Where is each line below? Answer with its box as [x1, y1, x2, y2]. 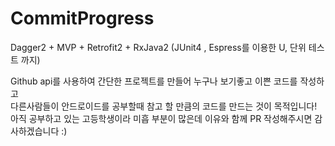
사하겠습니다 [10, 125, 60, 137]
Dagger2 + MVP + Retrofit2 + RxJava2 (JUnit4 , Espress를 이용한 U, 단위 [10, 41, 307, 53]
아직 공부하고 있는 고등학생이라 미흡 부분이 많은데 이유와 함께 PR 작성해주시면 [10, 112, 313, 124]
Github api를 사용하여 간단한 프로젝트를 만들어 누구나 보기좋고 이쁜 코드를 [10, 75, 298, 87]
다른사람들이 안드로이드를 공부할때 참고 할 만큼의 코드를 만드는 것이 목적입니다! [10, 100, 318, 112]
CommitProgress [10, 7, 155, 30]
